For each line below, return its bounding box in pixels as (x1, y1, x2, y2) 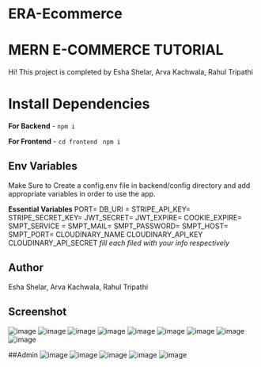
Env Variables (8, 159, 78, 173)
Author (8, 261, 43, 274)
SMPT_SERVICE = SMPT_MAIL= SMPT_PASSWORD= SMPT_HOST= (8, 221, 229, 231)
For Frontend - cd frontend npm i (8, 136, 121, 147)
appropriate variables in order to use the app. (8, 189, 156, 198)
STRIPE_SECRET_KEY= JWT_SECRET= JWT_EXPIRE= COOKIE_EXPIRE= (8, 212, 243, 222)
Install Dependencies (8, 95, 150, 113)
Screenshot (8, 305, 67, 319)
